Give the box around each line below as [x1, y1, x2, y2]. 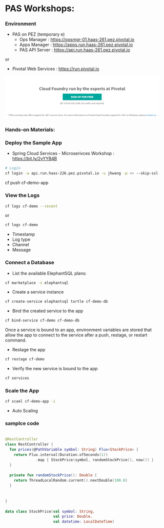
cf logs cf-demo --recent [5, 204, 58, 209]
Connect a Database [5, 259, 55, 266]
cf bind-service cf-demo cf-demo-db [5, 318, 80, 323]
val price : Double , [53, 514, 93, 519]
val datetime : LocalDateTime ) [53, 519, 115, 524]
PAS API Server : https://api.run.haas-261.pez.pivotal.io [19, 47, 130, 53]
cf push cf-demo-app [5, 180, 49, 186]
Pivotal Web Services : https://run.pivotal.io [12, 66, 100, 72]
